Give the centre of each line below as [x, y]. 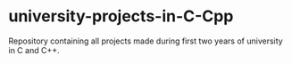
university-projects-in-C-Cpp [121, 16]
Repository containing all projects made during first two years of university [146, 41]
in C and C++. [34, 50]
